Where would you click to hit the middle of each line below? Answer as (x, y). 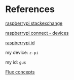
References (30, 9)
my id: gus (16, 62)
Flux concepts (20, 72)
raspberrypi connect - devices (37, 33)
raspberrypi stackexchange (34, 23)
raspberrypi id (20, 43)
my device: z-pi (22, 52)
